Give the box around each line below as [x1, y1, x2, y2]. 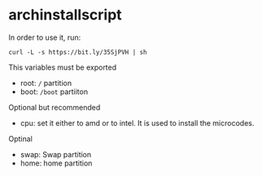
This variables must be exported [8, 62, 117, 72]
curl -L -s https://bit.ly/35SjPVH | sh [8, 48, 148, 56]
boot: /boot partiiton [20, 87, 88, 97]
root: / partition [20, 78, 72, 88]
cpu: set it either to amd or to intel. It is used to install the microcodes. [20, 118, 255, 127]
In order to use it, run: [8, 32, 81, 42]
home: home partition [20, 158, 93, 168]
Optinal [8, 134, 33, 144]
